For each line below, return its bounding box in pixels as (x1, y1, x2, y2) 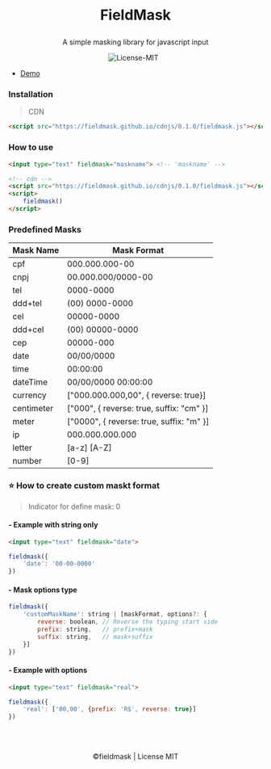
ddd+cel (12, 324, 44, 335)
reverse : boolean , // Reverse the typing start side (37, 618, 219, 626)
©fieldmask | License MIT (92, 752, 179, 762)
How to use (8, 142, 54, 153)
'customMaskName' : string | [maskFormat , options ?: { (23, 611, 207, 619)
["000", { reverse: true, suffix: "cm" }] (67, 403, 209, 414)
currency (12, 389, 47, 401)
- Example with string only (8, 520, 98, 530)
